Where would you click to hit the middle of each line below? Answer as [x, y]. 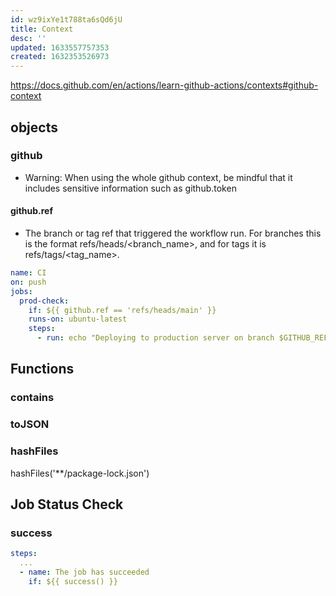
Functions [42, 369]
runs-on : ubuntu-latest [78, 319]
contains [32, 398]
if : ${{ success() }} [73, 581]
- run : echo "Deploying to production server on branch [155, 338]
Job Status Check [67, 504]
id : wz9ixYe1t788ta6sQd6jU [66, 19]
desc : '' [28, 38]
